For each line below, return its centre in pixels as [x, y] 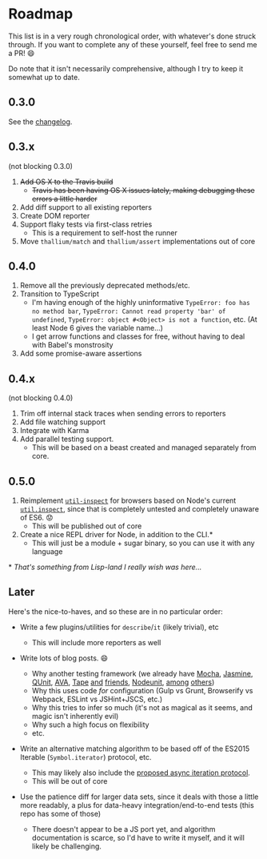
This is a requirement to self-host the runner [105, 232]
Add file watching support [63, 422]
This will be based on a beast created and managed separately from [144, 448]
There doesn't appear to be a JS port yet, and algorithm [124, 829]
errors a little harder [64, 199]
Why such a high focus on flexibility [90, 725]
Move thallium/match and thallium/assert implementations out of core [137, 241]
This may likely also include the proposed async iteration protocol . [141, 773]
